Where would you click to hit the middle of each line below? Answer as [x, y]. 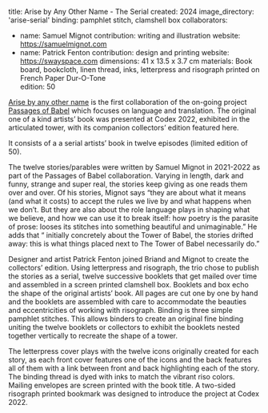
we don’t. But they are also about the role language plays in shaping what [129, 210]
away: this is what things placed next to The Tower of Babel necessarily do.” [134, 244]
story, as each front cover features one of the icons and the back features [130, 360]
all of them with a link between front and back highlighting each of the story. [134, 368]
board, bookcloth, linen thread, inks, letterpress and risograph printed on [140, 70]
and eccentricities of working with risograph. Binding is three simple [121, 310]
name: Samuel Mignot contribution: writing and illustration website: [130, 36]
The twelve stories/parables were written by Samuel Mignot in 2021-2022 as [134, 167]
